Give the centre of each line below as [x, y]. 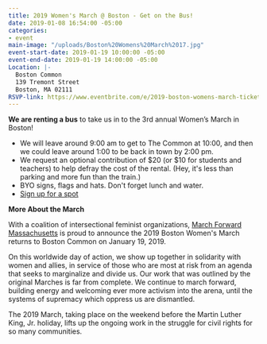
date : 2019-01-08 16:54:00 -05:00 [66, 23]
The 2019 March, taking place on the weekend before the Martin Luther [125, 315]
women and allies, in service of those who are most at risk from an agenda [130, 265]
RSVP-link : [26, 97]
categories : [28, 30]
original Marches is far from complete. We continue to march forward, [122, 282]
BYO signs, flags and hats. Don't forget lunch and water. [112, 186]
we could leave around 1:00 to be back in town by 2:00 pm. [117, 152]
